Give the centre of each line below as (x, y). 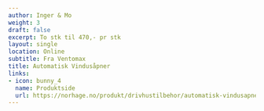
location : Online (37, 52)
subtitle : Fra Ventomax (47, 59)
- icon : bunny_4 (35, 81)
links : (19, 73)
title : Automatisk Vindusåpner (59, 66)
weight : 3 (24, 23)
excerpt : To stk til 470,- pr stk (65, 37)
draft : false (29, 30)
